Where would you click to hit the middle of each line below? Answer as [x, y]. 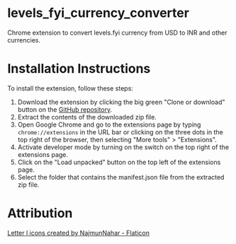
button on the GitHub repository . [65, 109]
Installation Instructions [79, 69]
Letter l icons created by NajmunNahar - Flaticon [79, 233]
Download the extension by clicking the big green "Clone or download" [121, 102]
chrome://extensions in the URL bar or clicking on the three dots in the [120, 132]
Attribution [40, 213]
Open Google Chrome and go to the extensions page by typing [109, 124]
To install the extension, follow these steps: [70, 88]
